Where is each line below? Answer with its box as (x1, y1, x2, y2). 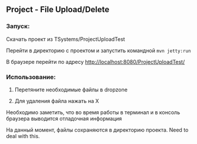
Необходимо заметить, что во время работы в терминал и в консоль (6, 108, 181, 116)
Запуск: (6, 22, 30, 30)
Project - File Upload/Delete (6, 5, 110, 15)
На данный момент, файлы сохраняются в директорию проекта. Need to (6, 126, 189, 133)
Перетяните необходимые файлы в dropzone (14, 86, 128, 93)
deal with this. (6, 132, 40, 139)
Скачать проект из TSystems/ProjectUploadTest (6, 35, 125, 43)
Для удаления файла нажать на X (14, 97, 99, 104)
